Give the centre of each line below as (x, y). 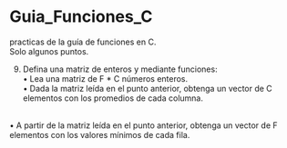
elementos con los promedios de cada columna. (113, 98)
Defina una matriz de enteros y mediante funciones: (120, 69)
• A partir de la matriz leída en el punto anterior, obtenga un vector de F (143, 125)
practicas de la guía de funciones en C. (83, 42)
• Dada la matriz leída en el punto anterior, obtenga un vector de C (148, 88)
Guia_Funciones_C (81, 17)
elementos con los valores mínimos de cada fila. (100, 134)
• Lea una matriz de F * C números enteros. (105, 78)
